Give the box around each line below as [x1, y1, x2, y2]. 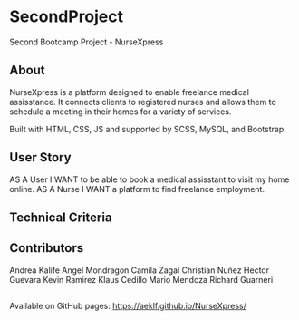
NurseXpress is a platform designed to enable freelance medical [9, 86, 249, 97]
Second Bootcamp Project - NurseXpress [9, 36, 164, 47]
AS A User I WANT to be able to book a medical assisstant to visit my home [9, 174, 290, 185]
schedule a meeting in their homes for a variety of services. [9, 106, 232, 117]
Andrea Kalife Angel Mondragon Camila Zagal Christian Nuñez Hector [9, 265, 270, 276]
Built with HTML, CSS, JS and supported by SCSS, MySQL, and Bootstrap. [9, 123, 287, 134]
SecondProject [9, 6, 124, 27]
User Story [9, 150, 72, 165]
